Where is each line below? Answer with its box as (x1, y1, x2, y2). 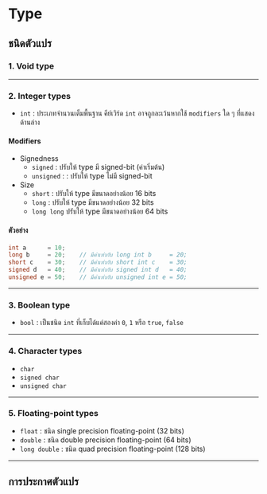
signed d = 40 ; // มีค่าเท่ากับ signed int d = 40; (8, 266, 188, 274)
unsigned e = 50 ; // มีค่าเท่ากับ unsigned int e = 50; (8, 273, 188, 281)
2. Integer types (8, 90, 72, 101)
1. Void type (8, 61, 55, 72)
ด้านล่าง (19, 117, 41, 127)
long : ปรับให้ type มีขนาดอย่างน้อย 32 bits (31, 198, 154, 207)
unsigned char (19, 382, 67, 390)
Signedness (19, 154, 59, 163)
